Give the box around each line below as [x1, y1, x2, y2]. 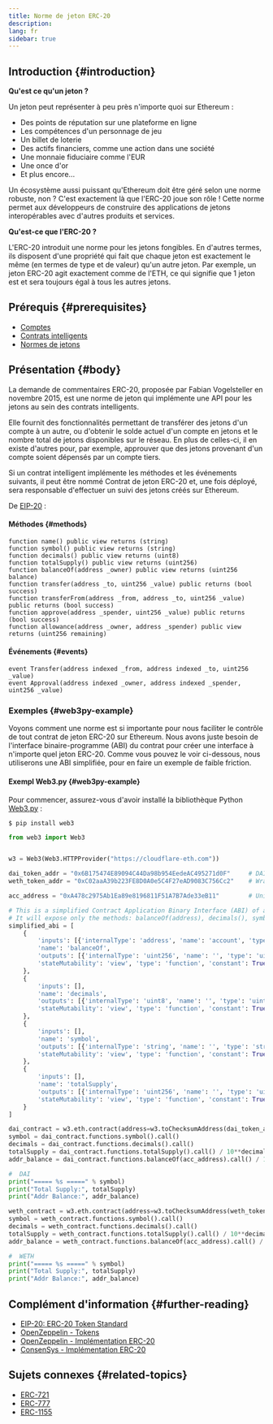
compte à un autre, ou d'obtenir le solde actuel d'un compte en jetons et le [8, 426, 258, 435]
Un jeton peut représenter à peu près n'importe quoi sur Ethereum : [8, 102, 234, 112]
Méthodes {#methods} [8, 519, 88, 529]
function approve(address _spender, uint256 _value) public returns [8, 608, 245, 617]
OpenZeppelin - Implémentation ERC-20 [19, 1336, 156, 1346]
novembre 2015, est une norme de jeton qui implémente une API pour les [8, 393, 253, 403]
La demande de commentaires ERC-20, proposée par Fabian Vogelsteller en [8, 384, 263, 394]
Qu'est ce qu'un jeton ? [8, 86, 89, 96]
